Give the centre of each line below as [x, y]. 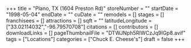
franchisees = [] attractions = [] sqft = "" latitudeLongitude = [79, 21]
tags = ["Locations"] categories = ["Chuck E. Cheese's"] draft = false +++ [95, 39]
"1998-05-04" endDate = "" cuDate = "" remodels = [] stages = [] [85, 14]
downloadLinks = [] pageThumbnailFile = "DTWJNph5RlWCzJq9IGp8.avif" [96, 33]
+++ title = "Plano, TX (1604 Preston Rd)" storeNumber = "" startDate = [92, 8]
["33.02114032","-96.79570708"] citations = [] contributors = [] [82, 27]
